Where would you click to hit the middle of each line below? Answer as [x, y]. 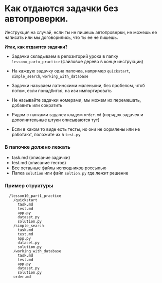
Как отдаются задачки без [62, 9]
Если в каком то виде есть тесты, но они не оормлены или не [76, 129]
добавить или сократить [37, 105]
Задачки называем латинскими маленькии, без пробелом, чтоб [78, 85]
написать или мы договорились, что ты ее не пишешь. [61, 37]
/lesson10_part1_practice [35, 196]
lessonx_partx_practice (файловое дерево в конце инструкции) [77, 61]
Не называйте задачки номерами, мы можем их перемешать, [76, 100]
